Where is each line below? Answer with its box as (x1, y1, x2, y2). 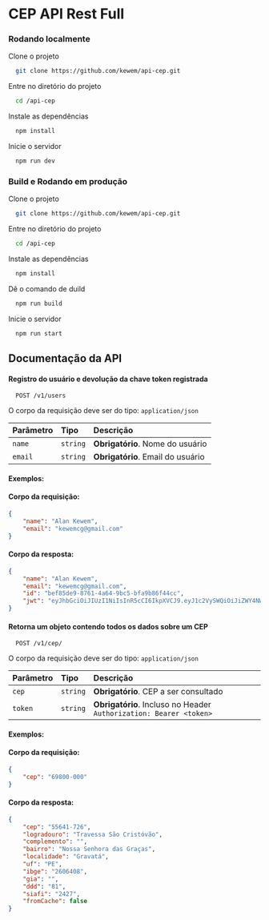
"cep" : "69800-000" (22, 773, 88, 781)
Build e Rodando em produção (8, 175, 128, 187)
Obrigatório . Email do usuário (93, 452, 206, 463)
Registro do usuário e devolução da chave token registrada (8, 374, 208, 384)
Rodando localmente (8, 34, 90, 45)
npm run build (15, 299, 62, 307)
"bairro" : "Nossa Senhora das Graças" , (22, 846, 156, 854)
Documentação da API (8, 352, 122, 365)
